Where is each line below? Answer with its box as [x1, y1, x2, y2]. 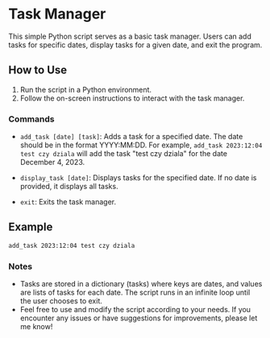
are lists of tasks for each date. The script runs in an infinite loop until [19, 287, 251, 298]
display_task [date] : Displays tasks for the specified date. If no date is [19, 173, 257, 183]
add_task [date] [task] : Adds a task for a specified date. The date [19, 132, 243, 142]
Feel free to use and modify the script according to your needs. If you [19, 305, 251, 315]
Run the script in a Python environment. [19, 84, 152, 94]
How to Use [8, 64, 68, 77]
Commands [8, 113, 55, 125]
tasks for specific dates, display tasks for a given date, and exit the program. [8, 39, 263, 49]
